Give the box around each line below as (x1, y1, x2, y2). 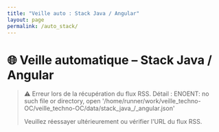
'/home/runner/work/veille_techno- (102, 97, 201, 105)
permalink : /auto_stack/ (7, 23, 78, 29)
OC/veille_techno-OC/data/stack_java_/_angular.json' (23, 104, 175, 113)
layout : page (7, 16, 45, 23)
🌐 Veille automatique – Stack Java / (7, 52, 213, 68)
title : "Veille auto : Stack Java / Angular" (7, 10, 139, 17)
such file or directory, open (23, 97, 101, 105)
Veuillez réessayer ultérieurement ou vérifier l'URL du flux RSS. (23, 118, 203, 126)
